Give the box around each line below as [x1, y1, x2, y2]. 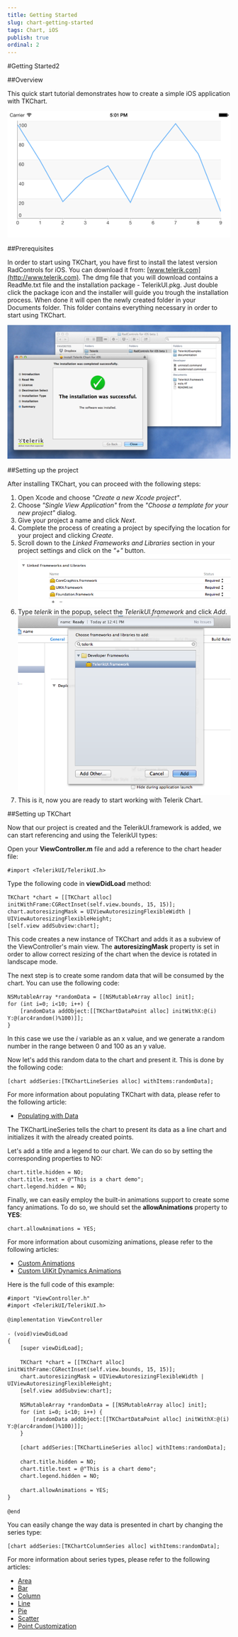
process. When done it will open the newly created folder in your [7, 296, 196, 305]
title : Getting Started [7, 11, 78, 18]
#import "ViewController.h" [7, 1295, 91, 1302]
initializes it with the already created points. [7, 1133, 134, 1142]
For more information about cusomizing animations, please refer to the [7, 1238, 213, 1246]
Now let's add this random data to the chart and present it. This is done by [7, 1056, 225, 1064]
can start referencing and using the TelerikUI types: [7, 831, 158, 840]
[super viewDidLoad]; [20, 1345, 84, 1352]
